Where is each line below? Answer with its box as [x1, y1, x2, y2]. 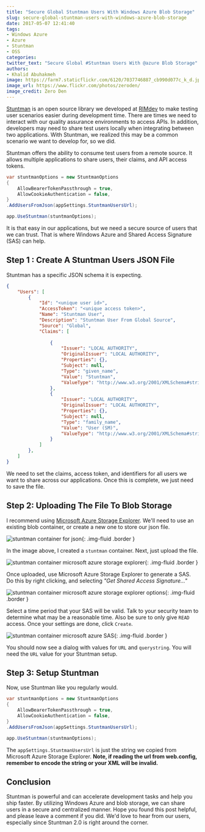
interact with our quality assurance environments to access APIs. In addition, [6, 118, 199, 125]
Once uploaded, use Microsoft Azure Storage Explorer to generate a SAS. [6, 570, 191, 578]
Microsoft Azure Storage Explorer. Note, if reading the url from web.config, [6, 753, 197, 760]
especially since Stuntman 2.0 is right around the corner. [6, 819, 149, 827]
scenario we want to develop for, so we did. [6, 137, 116, 145]
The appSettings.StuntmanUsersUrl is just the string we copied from [6, 746, 177, 753]
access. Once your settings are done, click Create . [6, 620, 133, 627]
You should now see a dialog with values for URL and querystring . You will [6, 644, 192, 651]
